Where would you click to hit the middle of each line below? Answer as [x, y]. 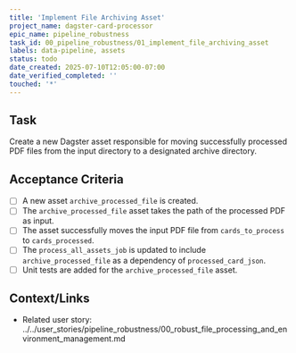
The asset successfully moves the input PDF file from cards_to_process [153, 231]
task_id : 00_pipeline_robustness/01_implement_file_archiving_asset [139, 42]
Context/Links [49, 298]
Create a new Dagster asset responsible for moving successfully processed [148, 142]
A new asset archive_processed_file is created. [110, 201]
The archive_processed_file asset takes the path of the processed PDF [154, 211]
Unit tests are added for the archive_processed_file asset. [130, 270]
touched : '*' [33, 84]
